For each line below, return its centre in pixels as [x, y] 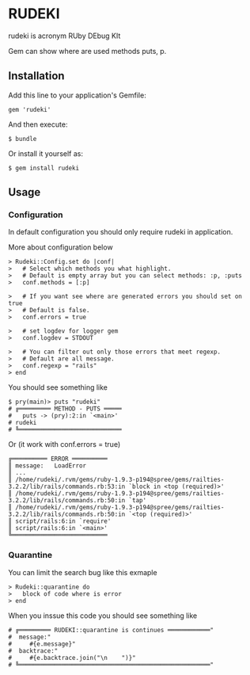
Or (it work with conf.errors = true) [64, 444]
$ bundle [23, 139]
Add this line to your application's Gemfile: [77, 95]
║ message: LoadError [47, 466]
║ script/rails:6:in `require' [60, 521]
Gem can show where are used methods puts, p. [87, 51]
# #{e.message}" [42, 644]
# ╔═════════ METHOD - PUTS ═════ [65, 409]
